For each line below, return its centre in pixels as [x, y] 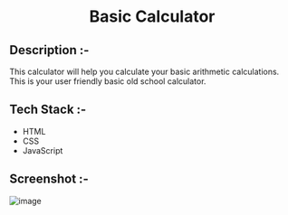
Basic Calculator [152, 17]
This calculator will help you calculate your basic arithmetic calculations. [144, 71]
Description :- [49, 50]
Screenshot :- [49, 179]
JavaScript [43, 150]
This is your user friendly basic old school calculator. [108, 81]
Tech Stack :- [48, 110]
